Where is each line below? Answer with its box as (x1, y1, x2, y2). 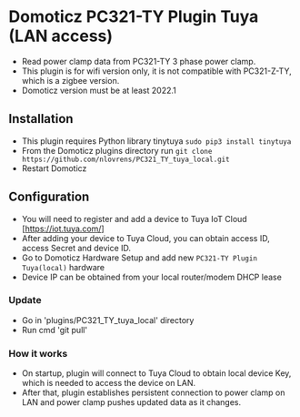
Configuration (8, 189, 90, 205)
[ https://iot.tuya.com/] (21, 223, 105, 234)
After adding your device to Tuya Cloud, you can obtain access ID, (21, 232, 270, 243)
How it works (8, 347, 68, 360)
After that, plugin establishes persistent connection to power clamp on (21, 387, 285, 398)
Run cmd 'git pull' (21, 324, 88, 335)
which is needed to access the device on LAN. (21, 378, 196, 389)
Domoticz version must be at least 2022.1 (21, 85, 176, 96)
